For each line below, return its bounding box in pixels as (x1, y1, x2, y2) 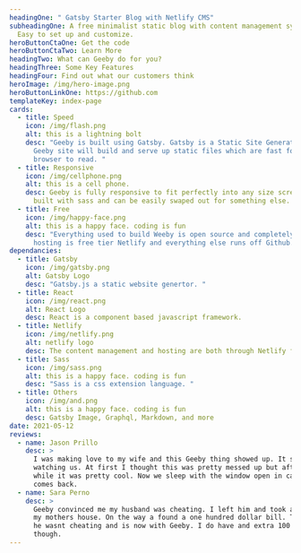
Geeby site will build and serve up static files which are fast (32, 146, 282, 155)
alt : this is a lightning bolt (25, 130, 142, 139)
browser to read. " (32, 154, 106, 164)
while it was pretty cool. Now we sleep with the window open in (32, 471, 282, 480)
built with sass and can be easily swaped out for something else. (32, 196, 291, 206)
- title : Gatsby (17, 255, 78, 264)
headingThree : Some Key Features (9, 64, 134, 73)
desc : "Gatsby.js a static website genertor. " (25, 280, 206, 289)
